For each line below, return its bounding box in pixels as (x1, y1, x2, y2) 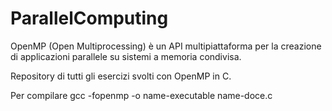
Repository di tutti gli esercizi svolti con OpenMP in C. (10, 70, 232, 82)
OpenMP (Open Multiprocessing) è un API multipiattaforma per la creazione (10, 40, 322, 52)
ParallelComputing (10, 7, 169, 30)
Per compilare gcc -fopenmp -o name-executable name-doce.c (10, 89, 273, 101)
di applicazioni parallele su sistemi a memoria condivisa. (10, 50, 242, 62)
